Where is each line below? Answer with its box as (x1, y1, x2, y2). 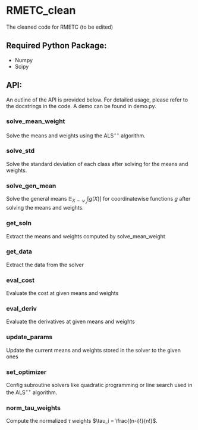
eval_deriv (6, 305, 37, 313)
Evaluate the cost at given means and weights (6, 290, 119, 297)
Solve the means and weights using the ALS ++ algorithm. (6, 131, 146, 139)
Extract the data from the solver (6, 261, 84, 268)
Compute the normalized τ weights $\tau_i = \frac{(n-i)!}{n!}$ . (6, 417, 158, 424)
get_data (6, 247, 33, 256)
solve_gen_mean (6, 182, 56, 190)
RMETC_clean (6, 4, 76, 17)
